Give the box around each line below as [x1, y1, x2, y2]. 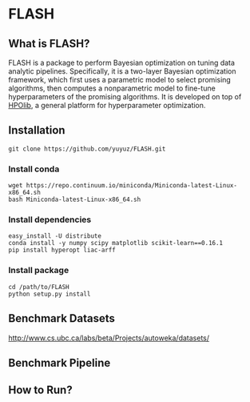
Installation [8, 123, 65, 137]
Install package [8, 265, 69, 276]
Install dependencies [8, 214, 92, 225]
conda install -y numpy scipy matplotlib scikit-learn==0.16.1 [8, 239, 224, 247]
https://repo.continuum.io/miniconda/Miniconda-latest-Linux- [26, 182, 238, 190]
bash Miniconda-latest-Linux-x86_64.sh [8, 195, 141, 204]
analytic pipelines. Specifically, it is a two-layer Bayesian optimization [8, 66, 236, 76]
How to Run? [8, 384, 73, 397]
